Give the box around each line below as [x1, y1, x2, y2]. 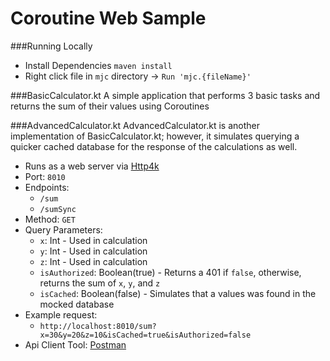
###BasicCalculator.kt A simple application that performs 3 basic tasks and [10, 89, 321, 101]
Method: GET [24, 213, 76, 225]
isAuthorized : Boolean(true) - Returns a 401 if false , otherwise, [39, 266, 302, 278]
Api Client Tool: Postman [24, 338, 127, 351]
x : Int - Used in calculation [39, 234, 148, 246]
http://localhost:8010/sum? [39, 321, 157, 331]
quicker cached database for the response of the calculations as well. [10, 140, 298, 152]
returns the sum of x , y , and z [39, 277, 161, 289]
